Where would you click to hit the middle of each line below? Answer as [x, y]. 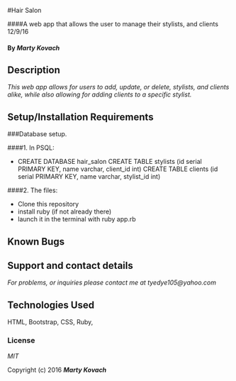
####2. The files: [33, 190]
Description [34, 70]
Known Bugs [36, 242]
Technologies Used [51, 305]
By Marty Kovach [34, 48]
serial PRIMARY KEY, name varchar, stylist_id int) [89, 177]
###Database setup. [37, 134]
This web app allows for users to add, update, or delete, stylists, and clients [118, 87]
